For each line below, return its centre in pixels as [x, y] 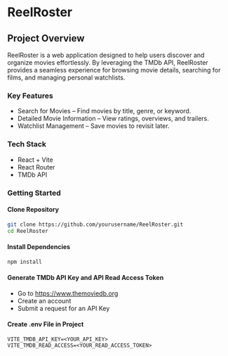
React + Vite [35, 160]
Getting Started [34, 193]
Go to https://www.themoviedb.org [68, 293]
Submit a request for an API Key [63, 308]
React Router [36, 167]
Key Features [31, 96]
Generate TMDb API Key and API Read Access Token [86, 278]
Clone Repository [33, 210]
